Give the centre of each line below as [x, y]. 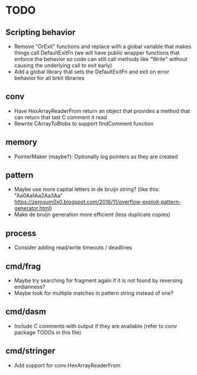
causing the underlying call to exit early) [63, 65]
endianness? [30, 287]
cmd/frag [23, 266]
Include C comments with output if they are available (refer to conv [96, 326]
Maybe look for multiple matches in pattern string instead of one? [94, 293]
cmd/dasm [26, 312]
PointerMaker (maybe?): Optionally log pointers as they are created [96, 156]
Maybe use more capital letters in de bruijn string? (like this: [87, 189]
